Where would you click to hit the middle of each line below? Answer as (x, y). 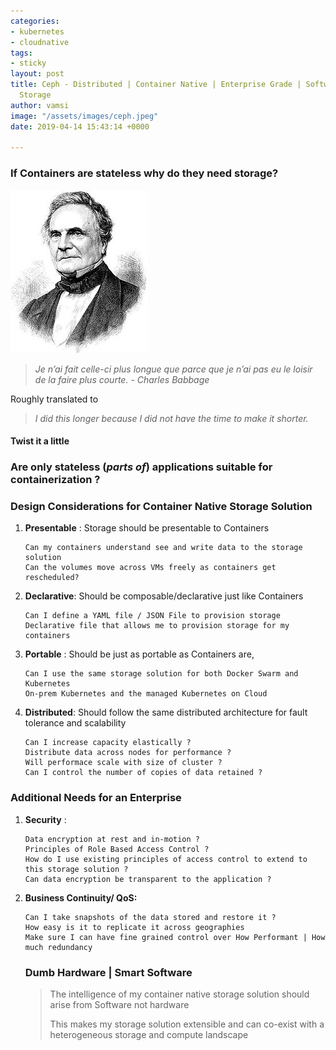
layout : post (37, 74)
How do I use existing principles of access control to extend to (166, 859)
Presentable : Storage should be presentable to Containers (147, 528)
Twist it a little (40, 441)
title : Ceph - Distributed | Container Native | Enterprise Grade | (156, 85)
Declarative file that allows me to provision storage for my (157, 626)
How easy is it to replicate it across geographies (134, 927)
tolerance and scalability (75, 723)
